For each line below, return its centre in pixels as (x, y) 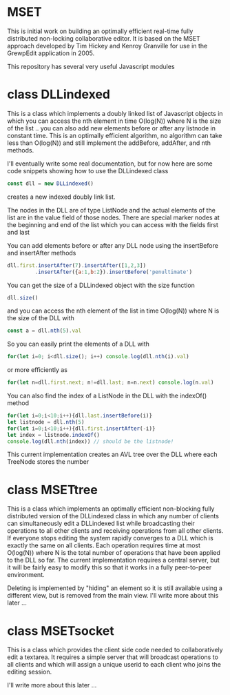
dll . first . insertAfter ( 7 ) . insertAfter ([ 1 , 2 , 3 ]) (77, 265)
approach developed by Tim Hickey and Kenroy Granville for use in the (107, 46)
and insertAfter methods (42, 253)
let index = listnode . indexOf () (53, 435)
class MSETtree (52, 490)
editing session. (30, 672)
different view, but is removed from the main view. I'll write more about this (113, 596)
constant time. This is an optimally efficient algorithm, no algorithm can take (115, 135)
